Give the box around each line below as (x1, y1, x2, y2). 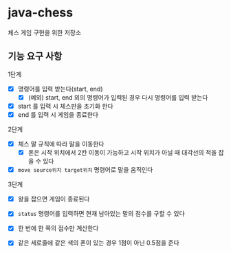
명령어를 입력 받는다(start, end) (17, 85, 103, 93)
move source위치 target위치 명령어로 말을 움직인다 (17, 166, 153, 174)
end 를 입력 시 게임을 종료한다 (17, 110, 99, 118)
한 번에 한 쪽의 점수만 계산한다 (17, 224, 99, 232)
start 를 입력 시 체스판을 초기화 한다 (17, 102, 113, 110)
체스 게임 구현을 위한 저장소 (8, 28, 82, 36)
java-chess (8, 5, 74, 21)
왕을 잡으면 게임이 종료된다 (17, 195, 90, 203)
